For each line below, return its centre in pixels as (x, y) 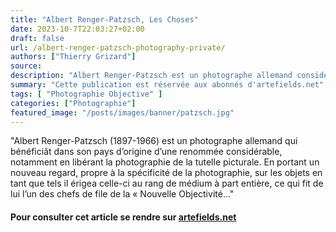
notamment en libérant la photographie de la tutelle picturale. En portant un (165, 162)
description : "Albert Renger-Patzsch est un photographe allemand (151, 76)
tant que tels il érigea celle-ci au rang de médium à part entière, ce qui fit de (167, 183)
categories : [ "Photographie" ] (73, 103)
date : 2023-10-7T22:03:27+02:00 (77, 29)
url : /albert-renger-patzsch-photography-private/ (118, 47)
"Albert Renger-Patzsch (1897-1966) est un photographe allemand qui (154, 141)
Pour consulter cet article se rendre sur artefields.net (123, 217)
